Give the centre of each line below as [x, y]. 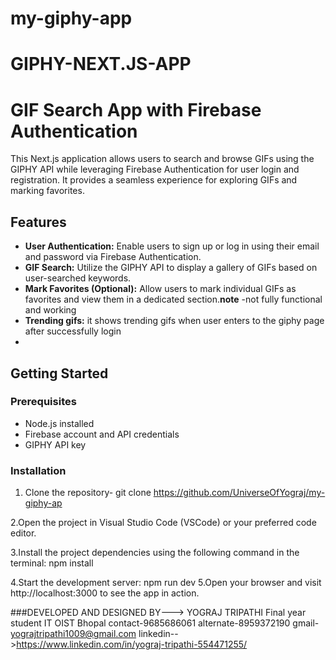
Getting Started [59, 373]
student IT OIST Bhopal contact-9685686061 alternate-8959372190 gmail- [165, 623]
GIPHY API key [55, 444]
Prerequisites [43, 402]
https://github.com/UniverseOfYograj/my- [239, 493]
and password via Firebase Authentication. [113, 257]
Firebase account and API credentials [102, 434]
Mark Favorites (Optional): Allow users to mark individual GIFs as [160, 289]
